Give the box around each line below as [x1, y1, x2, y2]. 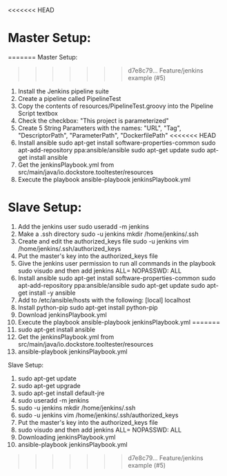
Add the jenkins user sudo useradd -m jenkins [17, 222, 149, 230]
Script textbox [17, 109, 58, 117]
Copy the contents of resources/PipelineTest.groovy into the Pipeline [17, 102, 213, 110]
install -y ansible [29, 289, 76, 297]
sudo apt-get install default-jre [17, 389, 105, 397]
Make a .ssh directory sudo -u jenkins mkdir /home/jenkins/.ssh [17, 230, 199, 238]
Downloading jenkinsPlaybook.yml [17, 432, 116, 441]
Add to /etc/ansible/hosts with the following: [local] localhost [17, 295, 191, 304]
